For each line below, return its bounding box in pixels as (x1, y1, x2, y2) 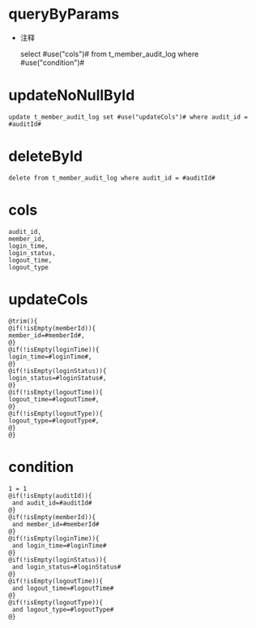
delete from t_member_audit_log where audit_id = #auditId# (8, 174, 216, 182)
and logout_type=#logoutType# (11, 605, 114, 613)
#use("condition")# (19, 58, 85, 67)
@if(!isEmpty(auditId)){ (8, 492, 92, 500)
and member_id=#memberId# (11, 520, 100, 528)
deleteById (8, 147, 83, 166)
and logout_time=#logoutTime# (11, 584, 114, 592)
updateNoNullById (8, 86, 135, 105)
